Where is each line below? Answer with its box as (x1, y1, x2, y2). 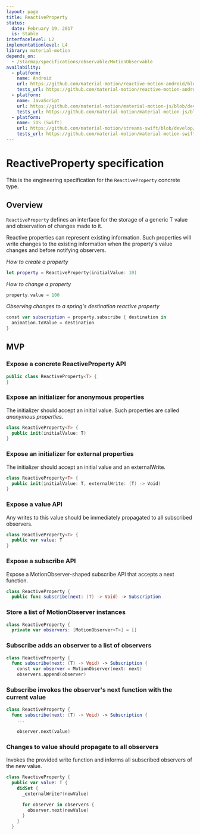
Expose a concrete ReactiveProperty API (6, 360, 126, 368)
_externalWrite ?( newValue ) (21, 791, 89, 797)
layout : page (6, 8, 39, 15)
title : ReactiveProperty (6, 14, 68, 20)
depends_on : (6, 53, 36, 59)
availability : (6, 64, 42, 70)
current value (6, 693, 46, 702)
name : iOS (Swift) (17, 120, 62, 126)
